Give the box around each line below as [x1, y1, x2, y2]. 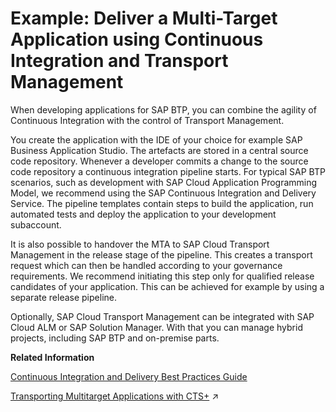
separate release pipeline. [10, 291, 117, 303]
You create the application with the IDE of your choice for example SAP [10, 133, 303, 146]
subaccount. [10, 218, 62, 231]
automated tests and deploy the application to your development [10, 208, 277, 220]
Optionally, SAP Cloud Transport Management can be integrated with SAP [10, 310, 315, 322]
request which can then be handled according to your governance [10, 259, 283, 271]
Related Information [10, 351, 95, 363]
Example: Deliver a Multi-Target [10, 7, 278, 30]
